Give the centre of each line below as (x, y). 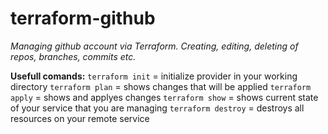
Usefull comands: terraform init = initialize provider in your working (154, 76)
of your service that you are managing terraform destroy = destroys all (157, 108)
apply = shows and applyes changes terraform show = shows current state (164, 97)
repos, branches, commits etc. (73, 56)
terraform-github (83, 18)
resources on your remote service (80, 118)
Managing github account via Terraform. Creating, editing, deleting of (154, 46)
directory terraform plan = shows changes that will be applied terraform (161, 86)
